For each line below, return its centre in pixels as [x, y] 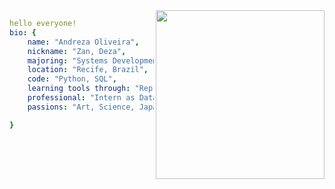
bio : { [23, 32]
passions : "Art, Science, [81, 107]
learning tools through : [79, 89]
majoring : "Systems [68, 60]
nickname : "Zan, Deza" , [77, 51]
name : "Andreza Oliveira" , [83, 42]
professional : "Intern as [81, 98]
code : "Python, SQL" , [72, 79]
